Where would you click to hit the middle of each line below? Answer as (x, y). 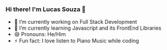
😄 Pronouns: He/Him (40, 34)
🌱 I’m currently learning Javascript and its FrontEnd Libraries (88, 28)
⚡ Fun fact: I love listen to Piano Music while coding (76, 41)
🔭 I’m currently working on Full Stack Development (76, 22)
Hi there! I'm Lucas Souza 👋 (46, 9)
